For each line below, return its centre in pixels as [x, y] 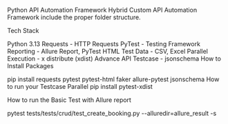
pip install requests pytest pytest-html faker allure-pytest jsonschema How [113, 79]
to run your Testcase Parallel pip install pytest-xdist [80, 86]
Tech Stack [23, 31]
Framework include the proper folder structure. [74, 17]
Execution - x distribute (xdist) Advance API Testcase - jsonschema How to [114, 59]
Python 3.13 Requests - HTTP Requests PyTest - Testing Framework [104, 44]
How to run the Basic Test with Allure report [69, 100]
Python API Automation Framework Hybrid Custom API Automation [102, 10]
